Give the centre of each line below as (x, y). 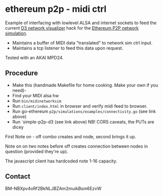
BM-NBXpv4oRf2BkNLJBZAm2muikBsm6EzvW (53, 188)
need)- (19, 90)
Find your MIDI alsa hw (35, 95)
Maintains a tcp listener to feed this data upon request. (68, 48)
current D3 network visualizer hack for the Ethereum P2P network (72, 28)
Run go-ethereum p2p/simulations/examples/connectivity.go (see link (84, 111)
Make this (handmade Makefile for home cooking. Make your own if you (85, 85)
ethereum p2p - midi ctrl (56, 9)
